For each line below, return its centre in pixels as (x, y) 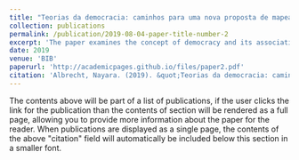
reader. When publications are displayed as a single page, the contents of (144, 129)
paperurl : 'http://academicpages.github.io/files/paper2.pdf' (127, 68)
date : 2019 (29, 51)
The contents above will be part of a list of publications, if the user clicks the (149, 100)
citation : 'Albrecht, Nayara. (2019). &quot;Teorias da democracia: (139, 76)
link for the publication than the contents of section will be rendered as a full (149, 110)
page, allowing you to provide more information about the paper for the (139, 119)
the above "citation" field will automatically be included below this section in (149, 138)
